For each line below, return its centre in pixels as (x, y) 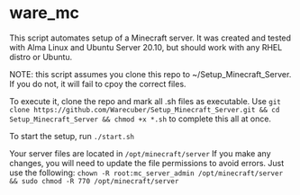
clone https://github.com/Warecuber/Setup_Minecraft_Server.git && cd (145, 110)
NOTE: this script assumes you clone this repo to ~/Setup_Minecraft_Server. (150, 74)
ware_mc (44, 13)
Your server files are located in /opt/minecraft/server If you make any (141, 153)
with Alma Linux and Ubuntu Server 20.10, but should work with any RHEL (146, 47)
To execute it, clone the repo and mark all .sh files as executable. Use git (145, 101)
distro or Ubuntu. (41, 57)
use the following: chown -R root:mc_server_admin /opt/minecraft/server (146, 173)
